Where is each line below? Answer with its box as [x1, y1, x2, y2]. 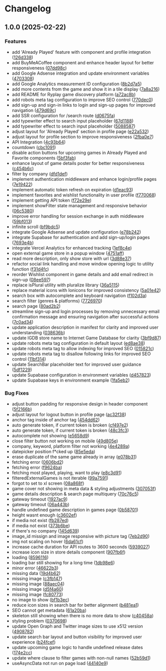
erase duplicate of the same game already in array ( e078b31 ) [11, 454, 137, 460]
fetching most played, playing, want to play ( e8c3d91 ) [11, 470, 122, 476]
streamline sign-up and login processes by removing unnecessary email [11, 308, 160, 314]
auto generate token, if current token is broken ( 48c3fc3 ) [11, 427, 129, 433]
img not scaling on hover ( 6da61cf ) [11, 538, 83, 544]
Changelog [4, 3, 51, 14]
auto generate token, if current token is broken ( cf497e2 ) [11, 422, 129, 428]
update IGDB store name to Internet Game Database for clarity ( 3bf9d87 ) [11, 335, 162, 341]
